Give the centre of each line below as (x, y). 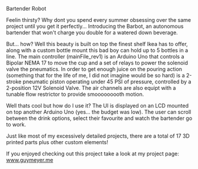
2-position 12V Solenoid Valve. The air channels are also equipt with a (91, 88)
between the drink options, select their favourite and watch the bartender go (99, 118)
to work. (16, 124)
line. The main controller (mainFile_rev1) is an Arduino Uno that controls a (95, 56)
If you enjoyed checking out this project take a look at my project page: (92, 154)
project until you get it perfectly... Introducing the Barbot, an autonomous (95, 26)
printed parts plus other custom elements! (57, 142)
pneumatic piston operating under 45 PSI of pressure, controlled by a (107, 82)
